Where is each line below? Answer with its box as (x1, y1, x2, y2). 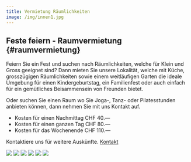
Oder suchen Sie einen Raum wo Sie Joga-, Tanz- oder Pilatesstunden (6, 97, 176, 104)
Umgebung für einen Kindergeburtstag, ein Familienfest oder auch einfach (6, 79, 185, 86)
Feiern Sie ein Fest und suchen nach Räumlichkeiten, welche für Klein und (6, 60, 184, 67)
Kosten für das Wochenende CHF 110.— (14, 127, 111, 134)
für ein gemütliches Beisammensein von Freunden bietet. (6, 86, 144, 93)
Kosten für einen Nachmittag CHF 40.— (14, 114, 110, 122)
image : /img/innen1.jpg (6, 14, 64, 20)
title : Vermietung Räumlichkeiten (6, 8, 91, 15)
